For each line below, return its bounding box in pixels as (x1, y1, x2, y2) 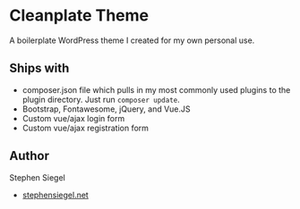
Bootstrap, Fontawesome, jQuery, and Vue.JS (21, 104, 191, 114)
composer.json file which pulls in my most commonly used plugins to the (21, 84, 291, 95)
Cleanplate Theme (9, 5, 150, 26)
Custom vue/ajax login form (21, 113, 125, 123)
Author (9, 148, 49, 163)
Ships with (9, 61, 70, 76)
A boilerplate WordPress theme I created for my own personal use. (9, 35, 255, 46)
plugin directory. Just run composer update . (21, 94, 181, 104)
